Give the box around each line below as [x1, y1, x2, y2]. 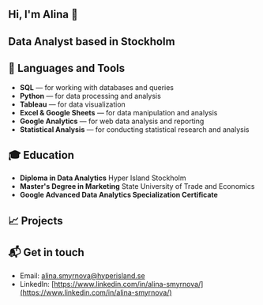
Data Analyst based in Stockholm [8, 35, 175, 48]
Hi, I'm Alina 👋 [8, 8, 78, 21]
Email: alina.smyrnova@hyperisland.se [19, 270, 145, 281]
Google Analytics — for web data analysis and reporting [19, 116, 205, 126]
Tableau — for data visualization [19, 100, 126, 109]
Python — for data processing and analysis [19, 91, 162, 100]
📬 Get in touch [8, 246, 85, 259]
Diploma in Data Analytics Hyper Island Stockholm [19, 173, 186, 183]
